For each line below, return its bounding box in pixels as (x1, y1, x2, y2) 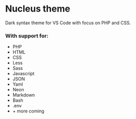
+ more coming (12, 108, 44, 114)
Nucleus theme (5, 3, 71, 15)
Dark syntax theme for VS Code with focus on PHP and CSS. (5, 20, 131, 26)
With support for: (5, 32, 49, 39)
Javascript (12, 71, 35, 77)
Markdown (12, 92, 35, 98)
